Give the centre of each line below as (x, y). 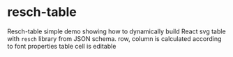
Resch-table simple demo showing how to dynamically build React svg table (116, 31)
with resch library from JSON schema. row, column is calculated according (114, 38)
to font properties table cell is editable (62, 46)
